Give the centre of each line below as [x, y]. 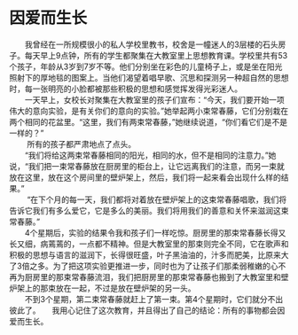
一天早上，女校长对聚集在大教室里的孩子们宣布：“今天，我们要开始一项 [155, 99]
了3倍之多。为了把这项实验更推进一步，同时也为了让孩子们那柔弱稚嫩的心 [144, 266]
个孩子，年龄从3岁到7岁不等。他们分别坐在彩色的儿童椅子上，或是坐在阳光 [146, 66]
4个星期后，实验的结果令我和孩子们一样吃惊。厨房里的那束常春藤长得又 [155, 232]
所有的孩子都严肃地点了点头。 [81, 144]
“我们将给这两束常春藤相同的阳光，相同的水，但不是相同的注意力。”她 [150, 155]
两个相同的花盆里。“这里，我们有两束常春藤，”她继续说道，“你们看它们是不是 [149, 121]
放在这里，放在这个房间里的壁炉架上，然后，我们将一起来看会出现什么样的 [145, 177]
